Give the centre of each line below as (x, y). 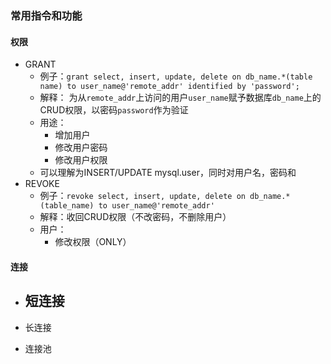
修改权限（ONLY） (93, 242)
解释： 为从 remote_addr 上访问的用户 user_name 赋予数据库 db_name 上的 (180, 98)
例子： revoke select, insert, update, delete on (142, 196)
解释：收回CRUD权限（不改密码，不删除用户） (135, 217)
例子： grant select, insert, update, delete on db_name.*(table (176, 76)
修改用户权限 (81, 160)
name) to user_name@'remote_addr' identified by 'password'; (169, 87)
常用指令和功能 (46, 15)
